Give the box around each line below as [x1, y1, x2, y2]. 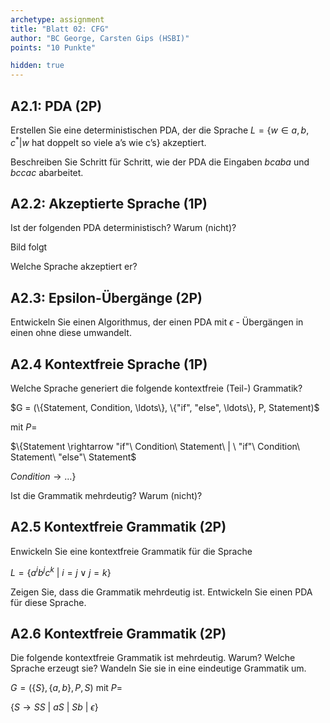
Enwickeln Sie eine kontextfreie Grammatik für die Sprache [10, 545, 253, 557]
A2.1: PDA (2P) [10, 97, 103, 115]
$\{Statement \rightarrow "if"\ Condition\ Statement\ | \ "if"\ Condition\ [10, 441, 301, 453]
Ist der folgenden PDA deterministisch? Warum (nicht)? [10, 222, 237, 234]
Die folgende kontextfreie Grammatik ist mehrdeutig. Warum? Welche [10, 652, 296, 664]
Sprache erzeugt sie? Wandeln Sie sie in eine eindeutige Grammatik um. [10, 662, 307, 675]
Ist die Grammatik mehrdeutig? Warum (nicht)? [10, 490, 203, 502]
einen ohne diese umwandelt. [10, 327, 132, 339]
